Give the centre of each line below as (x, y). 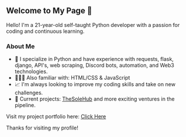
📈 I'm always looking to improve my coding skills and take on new (95, 84)
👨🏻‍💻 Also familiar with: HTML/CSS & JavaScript (72, 78)
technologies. (31, 71)
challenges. (29, 93)
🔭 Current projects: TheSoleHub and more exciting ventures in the (94, 99)
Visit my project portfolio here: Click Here (56, 117)
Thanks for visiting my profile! (42, 128)
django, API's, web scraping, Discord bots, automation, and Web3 (94, 66)
